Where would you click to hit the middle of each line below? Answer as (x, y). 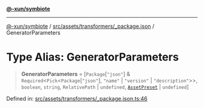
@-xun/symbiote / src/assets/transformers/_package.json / (80, 26)
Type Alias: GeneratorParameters (93, 57)
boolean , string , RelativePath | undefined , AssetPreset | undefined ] (105, 87)
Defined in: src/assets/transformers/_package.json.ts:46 (77, 98)
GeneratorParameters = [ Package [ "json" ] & (76, 74)
